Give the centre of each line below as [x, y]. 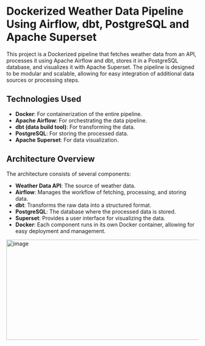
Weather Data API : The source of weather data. [75, 186]
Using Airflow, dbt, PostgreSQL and [98, 24]
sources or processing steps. [43, 80]
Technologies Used [44, 99]
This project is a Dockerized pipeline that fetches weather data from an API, [101, 54]
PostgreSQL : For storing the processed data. [72, 133]
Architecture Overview [51, 159]
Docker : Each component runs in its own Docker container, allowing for [105, 225]
